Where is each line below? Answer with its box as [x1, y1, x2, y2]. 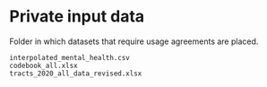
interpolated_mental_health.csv [9, 53, 130, 62]
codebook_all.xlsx [9, 61, 78, 70]
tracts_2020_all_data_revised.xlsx [9, 69, 142, 78]
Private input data [9, 6, 145, 27]
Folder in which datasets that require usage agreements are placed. [9, 36, 259, 47]
